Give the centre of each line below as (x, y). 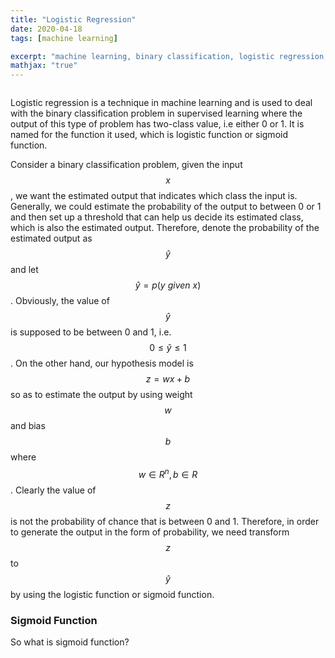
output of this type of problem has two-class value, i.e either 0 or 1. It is (157, 124)
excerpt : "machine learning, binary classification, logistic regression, (169, 56)
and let (24, 270)
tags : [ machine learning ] (64, 38)
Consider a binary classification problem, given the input (126, 165)
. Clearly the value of (53, 490)
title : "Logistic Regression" (73, 19)
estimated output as (51, 238)
